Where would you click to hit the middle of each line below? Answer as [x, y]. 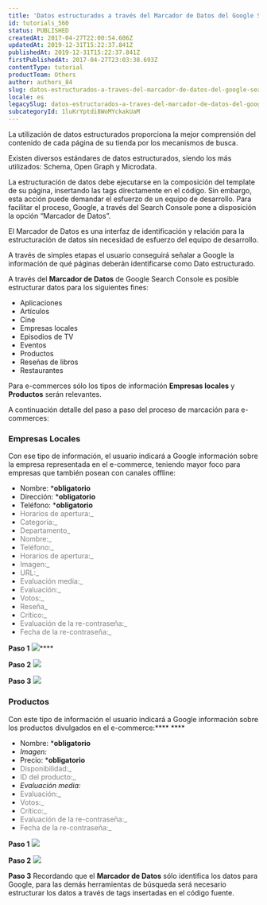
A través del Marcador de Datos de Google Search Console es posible [124, 279]
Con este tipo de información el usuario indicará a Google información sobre [133, 719]
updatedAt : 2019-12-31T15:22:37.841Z [71, 45]
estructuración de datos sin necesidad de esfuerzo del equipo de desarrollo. [133, 240]
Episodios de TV [46, 336]
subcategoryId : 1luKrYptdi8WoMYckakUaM [74, 112]
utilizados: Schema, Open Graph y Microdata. [83, 167]
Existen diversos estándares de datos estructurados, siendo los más [120, 158]
